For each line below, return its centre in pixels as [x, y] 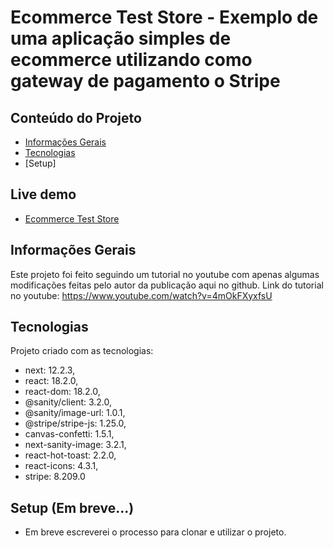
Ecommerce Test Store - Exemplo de [164, 17]
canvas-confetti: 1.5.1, [69, 434]
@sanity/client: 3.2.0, [68, 402]
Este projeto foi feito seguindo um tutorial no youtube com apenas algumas [165, 274]
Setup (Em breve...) [72, 507]
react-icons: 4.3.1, [61, 466]
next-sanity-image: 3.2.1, [75, 445]
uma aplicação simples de [121, 38]
